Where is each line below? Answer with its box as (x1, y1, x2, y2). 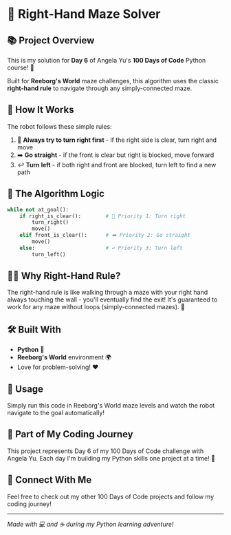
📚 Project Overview (7, 34, 95, 46)
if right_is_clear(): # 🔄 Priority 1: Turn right (19, 213, 186, 220)
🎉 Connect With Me (7, 474, 92, 486)
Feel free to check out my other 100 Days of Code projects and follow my (7, 492, 214, 501)
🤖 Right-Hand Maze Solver (7, 6, 161, 22)
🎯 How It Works (7, 104, 74, 116)
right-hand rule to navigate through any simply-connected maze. (7, 84, 192, 92)
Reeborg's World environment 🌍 (16, 353, 112, 361)
